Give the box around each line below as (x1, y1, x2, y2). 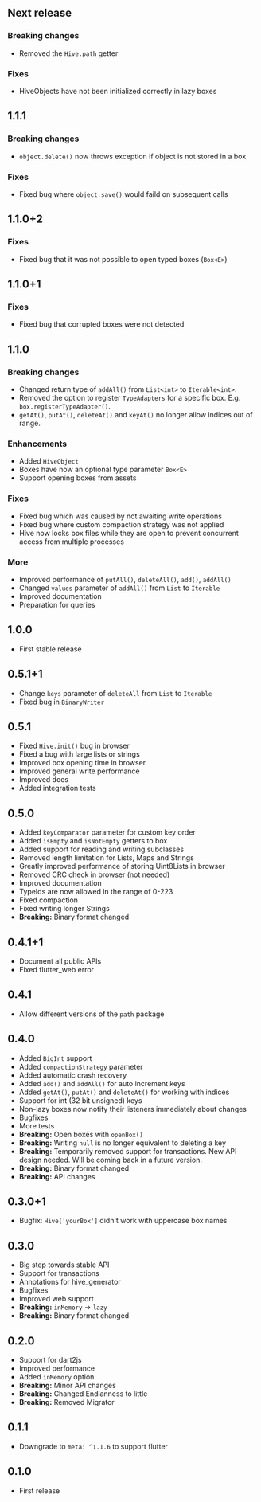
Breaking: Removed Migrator (18, 1398, 115, 1407)
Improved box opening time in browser (18, 758, 146, 768)
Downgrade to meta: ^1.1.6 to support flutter (18, 1441, 169, 1451)
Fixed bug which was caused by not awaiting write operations (18, 511, 222, 521)
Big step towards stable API (18, 1260, 110, 1269)
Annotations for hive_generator (18, 1277, 121, 1287)
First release (18, 1485, 60, 1496)
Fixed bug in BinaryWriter (18, 697, 105, 706)
